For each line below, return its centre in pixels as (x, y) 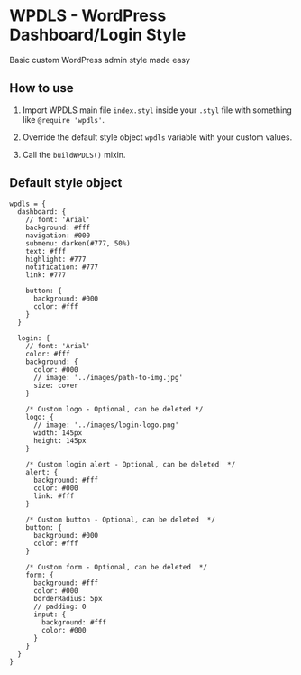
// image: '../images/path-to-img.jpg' (108, 377)
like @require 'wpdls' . (64, 119)
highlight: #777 (56, 259)
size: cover (55, 385)
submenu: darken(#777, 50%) (78, 243)
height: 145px (60, 440)
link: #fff (54, 496)
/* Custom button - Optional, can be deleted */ (121, 520)
